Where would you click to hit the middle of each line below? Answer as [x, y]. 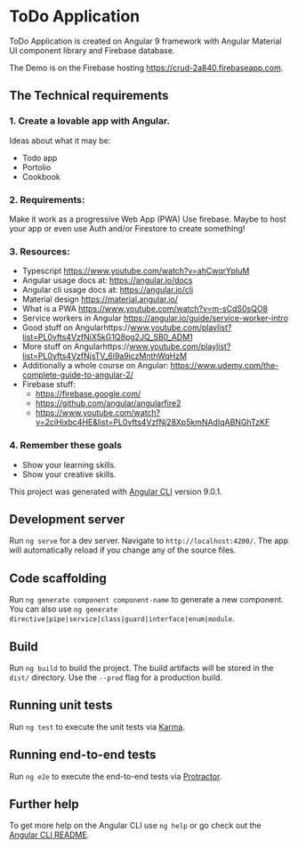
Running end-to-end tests [83, 755]
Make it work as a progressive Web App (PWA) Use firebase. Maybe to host [148, 219]
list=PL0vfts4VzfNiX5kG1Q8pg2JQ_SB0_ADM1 [107, 337]
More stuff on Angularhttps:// [76, 347]
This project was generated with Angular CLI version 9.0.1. [116, 491]
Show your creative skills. [69, 474]
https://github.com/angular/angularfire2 [108, 403]
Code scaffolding [58, 578]
